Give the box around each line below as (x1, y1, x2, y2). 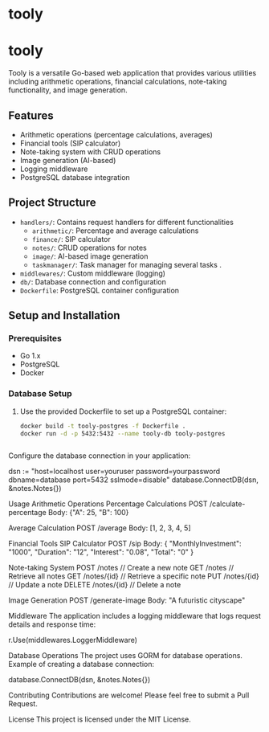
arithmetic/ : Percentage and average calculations (31, 226, 199, 235)
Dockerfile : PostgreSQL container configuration (19, 285, 179, 295)
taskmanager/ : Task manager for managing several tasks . (31, 260, 222, 269)
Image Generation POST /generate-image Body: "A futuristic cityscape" (8, 595, 246, 605)
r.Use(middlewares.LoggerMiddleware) (8, 636, 138, 645)
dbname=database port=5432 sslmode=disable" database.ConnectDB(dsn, (8, 475, 259, 485)
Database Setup (8, 388, 72, 399)
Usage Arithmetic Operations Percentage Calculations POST (8, 499, 208, 509)
